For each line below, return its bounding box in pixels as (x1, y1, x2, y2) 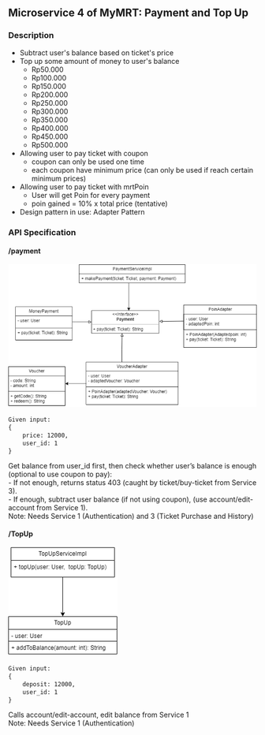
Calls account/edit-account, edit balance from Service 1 (8, 710, 189, 720)
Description (8, 30, 54, 41)
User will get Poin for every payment (31, 190, 151, 200)
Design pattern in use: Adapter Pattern (19, 207, 145, 216)
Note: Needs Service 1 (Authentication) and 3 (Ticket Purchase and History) (8, 511, 254, 520)
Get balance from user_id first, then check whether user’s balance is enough (8, 461, 257, 470)
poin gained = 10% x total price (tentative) (31, 199, 168, 208)
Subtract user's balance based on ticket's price (19, 47, 174, 58)
